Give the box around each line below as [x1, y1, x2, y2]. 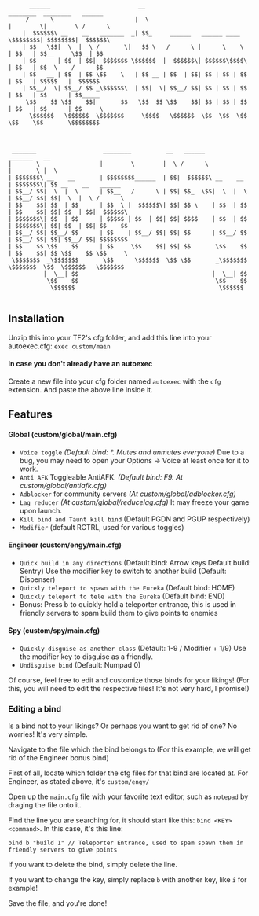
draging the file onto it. [8, 800, 82, 810]
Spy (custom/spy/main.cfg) [8, 626, 100, 635]
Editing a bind [8, 703, 62, 714]
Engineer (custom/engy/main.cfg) [8, 540, 122, 550]
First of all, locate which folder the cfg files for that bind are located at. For [8, 768, 249, 778]
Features [8, 408, 53, 421]
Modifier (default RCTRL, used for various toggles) [19, 522, 184, 532]
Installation [8, 312, 64, 326]
